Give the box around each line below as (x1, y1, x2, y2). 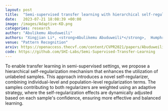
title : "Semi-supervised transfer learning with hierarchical (5, 12, 140, 17)
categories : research (5, 26, 50, 31)
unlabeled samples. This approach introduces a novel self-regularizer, (5, 73, 149, 79)
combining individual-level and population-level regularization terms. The (5, 78, 156, 85)
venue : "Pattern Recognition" (5, 40, 68, 45)
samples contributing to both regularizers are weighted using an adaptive (5, 84, 156, 90)
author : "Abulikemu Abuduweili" (5, 30, 72, 35)
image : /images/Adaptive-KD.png (5, 21, 72, 26)
